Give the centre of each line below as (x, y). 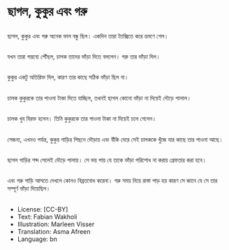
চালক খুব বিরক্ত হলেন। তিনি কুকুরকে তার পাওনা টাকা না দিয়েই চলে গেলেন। (82, 119)
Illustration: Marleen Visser (56, 224)
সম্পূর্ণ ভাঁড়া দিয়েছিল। (29, 189)
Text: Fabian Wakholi (47, 216)
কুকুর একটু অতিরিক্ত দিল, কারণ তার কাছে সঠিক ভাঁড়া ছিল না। (68, 78)
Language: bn (37, 239)
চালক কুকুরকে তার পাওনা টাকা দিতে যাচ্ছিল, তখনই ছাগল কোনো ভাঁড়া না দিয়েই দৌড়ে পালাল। (99, 98)
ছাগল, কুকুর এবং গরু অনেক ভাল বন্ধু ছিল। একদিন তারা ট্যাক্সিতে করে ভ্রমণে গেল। (88, 36)
